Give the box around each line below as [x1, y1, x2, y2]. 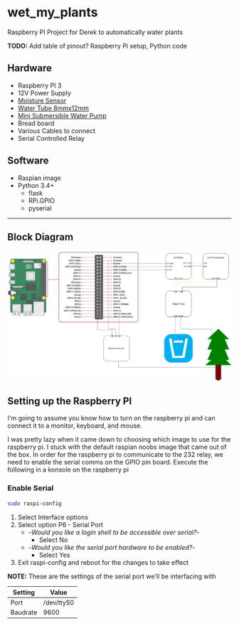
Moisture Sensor [17, 96, 67, 105]
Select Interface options [17, 513, 89, 521]
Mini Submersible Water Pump [17, 111, 107, 120]
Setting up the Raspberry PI [7, 395, 132, 407]
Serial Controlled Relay [17, 134, 85, 142]
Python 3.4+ [17, 181, 55, 189]
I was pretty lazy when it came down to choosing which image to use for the [7, 435, 231, 444]
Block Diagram [7, 230, 73, 243]
